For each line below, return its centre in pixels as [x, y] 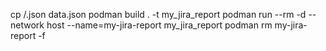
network [27, 25]
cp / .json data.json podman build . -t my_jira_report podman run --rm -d [158, 14]
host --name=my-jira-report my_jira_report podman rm [159, 25]
